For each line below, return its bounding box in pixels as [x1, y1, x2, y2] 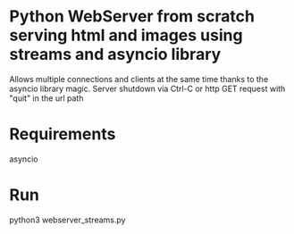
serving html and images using [9, 25, 243, 46]
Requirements [9, 124, 116, 145]
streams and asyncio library [9, 45, 222, 64]
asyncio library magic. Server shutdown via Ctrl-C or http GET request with [9, 83, 286, 94]
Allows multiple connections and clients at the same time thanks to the [9, 73, 269, 84]
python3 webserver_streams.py [9, 214, 126, 225]
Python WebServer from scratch [9, 6, 255, 27]
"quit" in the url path [9, 92, 84, 104]
